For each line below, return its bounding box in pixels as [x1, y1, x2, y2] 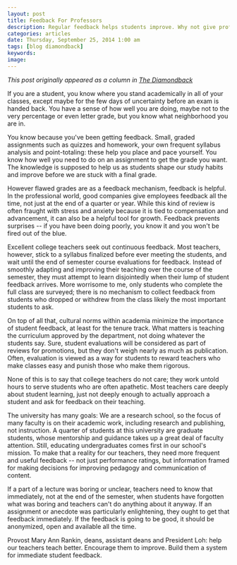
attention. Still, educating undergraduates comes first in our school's [7, 441, 207, 449]
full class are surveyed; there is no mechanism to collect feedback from [7, 287, 215, 296]
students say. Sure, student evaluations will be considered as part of [7, 339, 207, 347]
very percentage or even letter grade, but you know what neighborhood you [7, 111, 229, 120]
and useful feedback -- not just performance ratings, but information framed [7, 456, 230, 464]
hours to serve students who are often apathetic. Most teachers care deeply [7, 382, 229, 391]
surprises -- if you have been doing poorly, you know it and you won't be [7, 221, 220, 230]
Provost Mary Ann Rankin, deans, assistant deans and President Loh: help [7, 535, 222, 544]
